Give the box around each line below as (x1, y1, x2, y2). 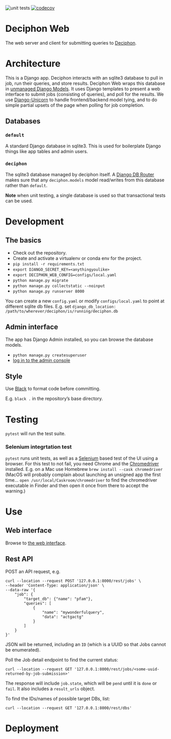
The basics (5, 236, 42, 245)
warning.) (5, 488, 26, 494)
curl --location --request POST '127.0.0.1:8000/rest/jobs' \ (5, 578, 141, 583)
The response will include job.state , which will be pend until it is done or (5, 680, 157, 686)
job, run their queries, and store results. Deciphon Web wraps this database (5, 80, 165, 86)
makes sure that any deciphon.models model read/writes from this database (5, 177, 165, 183)
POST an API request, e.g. (5, 568, 61, 575)
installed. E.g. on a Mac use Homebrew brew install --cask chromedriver (5, 466, 163, 472)
